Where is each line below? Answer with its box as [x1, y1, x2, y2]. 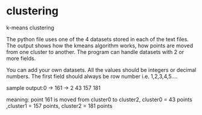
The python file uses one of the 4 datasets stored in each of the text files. [6, 35, 189, 43]
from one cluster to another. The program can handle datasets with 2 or [6, 48, 185, 55]
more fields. [6, 55, 36, 62]
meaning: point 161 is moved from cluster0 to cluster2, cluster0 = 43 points [6, 96, 193, 103]
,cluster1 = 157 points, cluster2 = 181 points [6, 102, 113, 109]
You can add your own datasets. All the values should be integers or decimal [6, 66, 197, 73]
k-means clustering [6, 24, 54, 31]
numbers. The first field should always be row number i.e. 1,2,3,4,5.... [6, 72, 178, 80]
